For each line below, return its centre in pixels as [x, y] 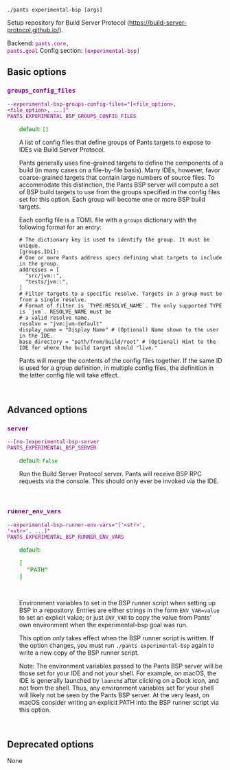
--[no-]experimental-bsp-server [53, 442]
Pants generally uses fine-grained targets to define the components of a [122, 163]
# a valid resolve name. [55, 318]
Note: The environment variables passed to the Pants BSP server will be [121, 666]
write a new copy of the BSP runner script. [79, 653]
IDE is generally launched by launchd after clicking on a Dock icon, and [119, 680]
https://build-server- [158, 23]
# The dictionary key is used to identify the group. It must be [115, 240]
